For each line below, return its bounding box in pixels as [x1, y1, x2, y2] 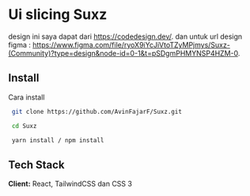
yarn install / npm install [11, 136, 104, 144]
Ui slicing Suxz [8, 6, 108, 24]
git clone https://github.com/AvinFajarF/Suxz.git [11, 107, 182, 115]
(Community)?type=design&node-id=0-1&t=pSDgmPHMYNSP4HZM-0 [8, 48, 239, 58]
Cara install [8, 92, 45, 102]
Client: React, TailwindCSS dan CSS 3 [8, 179, 133, 189]
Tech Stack [8, 158, 65, 171]
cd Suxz [11, 122, 37, 130]
